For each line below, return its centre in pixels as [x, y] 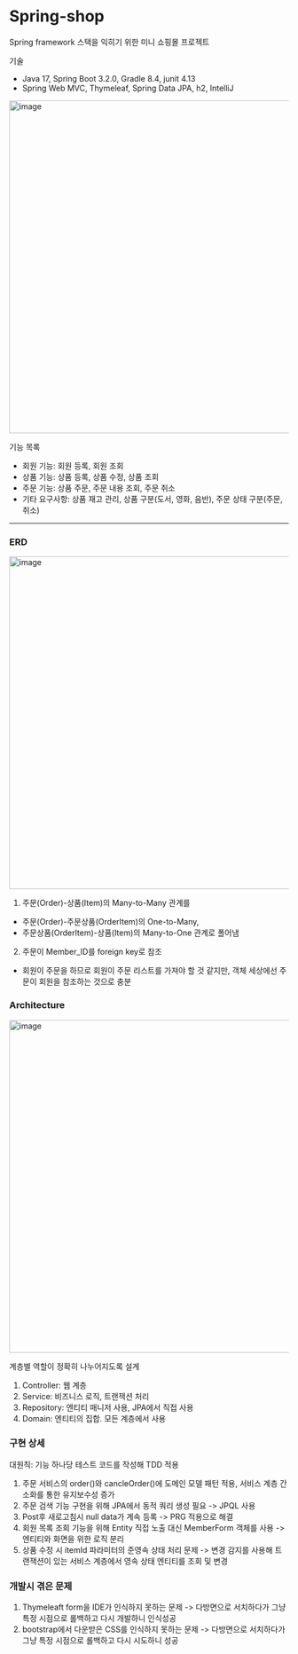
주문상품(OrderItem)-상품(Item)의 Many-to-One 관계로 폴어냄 [130, 933]
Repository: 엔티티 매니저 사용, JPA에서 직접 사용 [108, 1407]
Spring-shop [57, 16]
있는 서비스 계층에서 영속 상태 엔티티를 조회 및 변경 [141, 1561]
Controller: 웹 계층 [54, 1385]
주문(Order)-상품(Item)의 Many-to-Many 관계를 [106, 903]
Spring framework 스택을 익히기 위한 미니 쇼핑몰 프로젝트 [110, 42]
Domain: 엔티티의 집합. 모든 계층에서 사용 [94, 1418]
